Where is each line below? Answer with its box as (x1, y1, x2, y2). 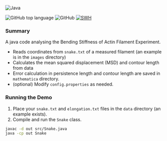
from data (12, 65, 34, 71)
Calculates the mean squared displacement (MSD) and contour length (12, 60, 159, 66)
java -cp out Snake (5, 131, 47, 136)
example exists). (12, 111, 47, 117)
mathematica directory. (12, 76, 60, 82)
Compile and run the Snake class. (12, 116, 82, 122)
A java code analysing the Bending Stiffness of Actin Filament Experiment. (5, 39, 161, 45)
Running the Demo (5, 94, 52, 101)
